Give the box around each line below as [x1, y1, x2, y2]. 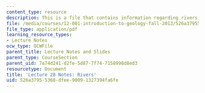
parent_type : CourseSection [6, 54, 78, 61]
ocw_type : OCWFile [6, 43, 53, 50]
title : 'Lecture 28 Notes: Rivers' [6, 72, 97, 78]
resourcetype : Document [6, 65, 67, 72]
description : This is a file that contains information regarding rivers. [6, 15, 201, 21]
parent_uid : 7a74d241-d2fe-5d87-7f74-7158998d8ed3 [6, 60, 138, 66]
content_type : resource [6, 9, 67, 15]
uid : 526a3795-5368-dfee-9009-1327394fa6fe [6, 77, 119, 83]
